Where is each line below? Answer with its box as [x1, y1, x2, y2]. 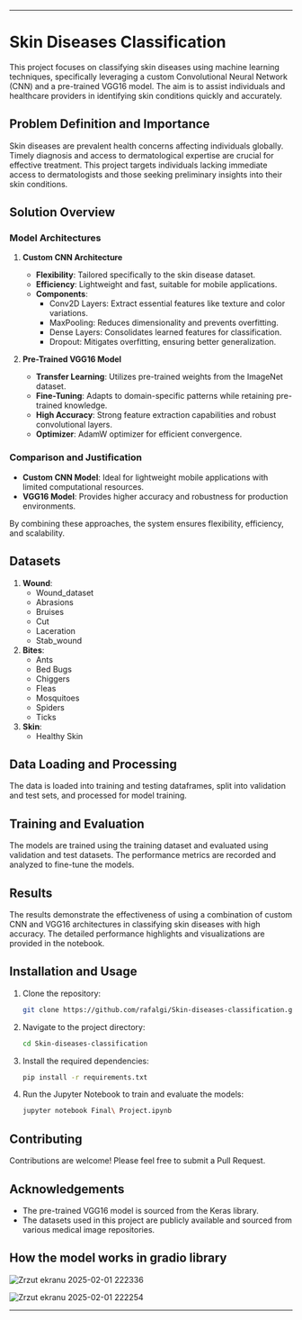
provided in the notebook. [9, 937, 105, 948]
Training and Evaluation [9, 816, 146, 831]
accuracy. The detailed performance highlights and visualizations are [9, 928, 265, 939]
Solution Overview [9, 204, 115, 221]
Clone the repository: [22, 988, 102, 999]
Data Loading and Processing [9, 756, 178, 772]
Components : [35, 289, 88, 300]
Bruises [35, 606, 65, 617]
